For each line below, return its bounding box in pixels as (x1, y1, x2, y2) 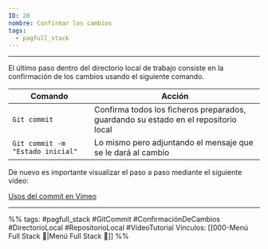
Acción (160, 91, 189, 102)
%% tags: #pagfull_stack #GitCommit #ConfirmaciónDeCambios (8, 215, 221, 224)
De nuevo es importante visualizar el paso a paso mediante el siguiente (8, 168, 242, 177)
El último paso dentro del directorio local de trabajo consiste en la (8, 63, 224, 73)
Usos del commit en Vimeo (8, 192, 97, 201)
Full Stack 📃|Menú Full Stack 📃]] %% (8, 231, 129, 241)
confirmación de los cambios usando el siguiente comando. (8, 72, 205, 81)
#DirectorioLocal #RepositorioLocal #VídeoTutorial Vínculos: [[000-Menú (8, 223, 249, 232)
